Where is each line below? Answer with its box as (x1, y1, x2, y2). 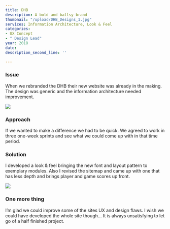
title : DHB (5, 7, 28, 13)
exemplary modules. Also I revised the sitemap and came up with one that (5, 168, 160, 174)
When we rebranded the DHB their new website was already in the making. (5, 82, 162, 89)
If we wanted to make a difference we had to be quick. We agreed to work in (5, 128, 165, 134)
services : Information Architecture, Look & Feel (5, 21, 113, 27)
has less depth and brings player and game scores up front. (5, 174, 130, 180)
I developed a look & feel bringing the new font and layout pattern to (5, 162, 148, 168)
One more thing (5, 195, 45, 203)
